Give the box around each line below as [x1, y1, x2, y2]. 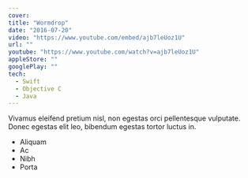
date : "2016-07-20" [8, 26, 73, 34]
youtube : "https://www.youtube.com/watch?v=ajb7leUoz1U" [8, 48, 200, 56]
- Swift [15, 77, 41, 85]
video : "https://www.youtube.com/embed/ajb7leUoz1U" [8, 33, 186, 42]
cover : [8, 11, 30, 20]
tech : [8, 70, 26, 78]
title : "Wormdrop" [8, 19, 69, 27]
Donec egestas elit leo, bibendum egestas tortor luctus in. [8, 122, 197, 132]
